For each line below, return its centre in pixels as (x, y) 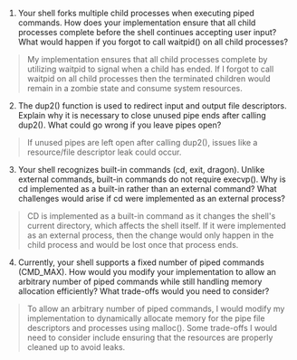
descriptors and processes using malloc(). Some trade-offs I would (152, 328)
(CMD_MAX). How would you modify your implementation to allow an (147, 272)
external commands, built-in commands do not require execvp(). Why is (152, 179)
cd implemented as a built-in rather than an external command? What (147, 189)
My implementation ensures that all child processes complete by (147, 59)
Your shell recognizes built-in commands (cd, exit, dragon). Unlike (141, 170)
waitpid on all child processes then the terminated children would (148, 79)
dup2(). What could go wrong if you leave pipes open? (120, 125)
